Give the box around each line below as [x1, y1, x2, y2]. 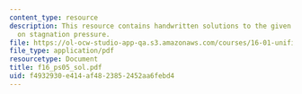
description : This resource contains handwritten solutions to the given [9, 21, 292, 30]
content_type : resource [9, 13, 99, 22]
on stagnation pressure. [17, 30, 111, 38]
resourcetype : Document [9, 55, 99, 64]
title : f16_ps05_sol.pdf [9, 64, 102, 73]
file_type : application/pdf [9, 47, 115, 56]
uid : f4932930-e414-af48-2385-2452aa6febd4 [9, 72, 175, 81]
